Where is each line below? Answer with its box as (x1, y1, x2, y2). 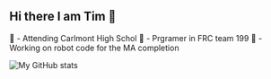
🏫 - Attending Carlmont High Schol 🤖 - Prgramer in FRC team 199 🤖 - (9, 32, 263, 43)
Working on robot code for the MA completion (9, 42, 179, 53)
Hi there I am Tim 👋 (9, 9, 117, 24)
